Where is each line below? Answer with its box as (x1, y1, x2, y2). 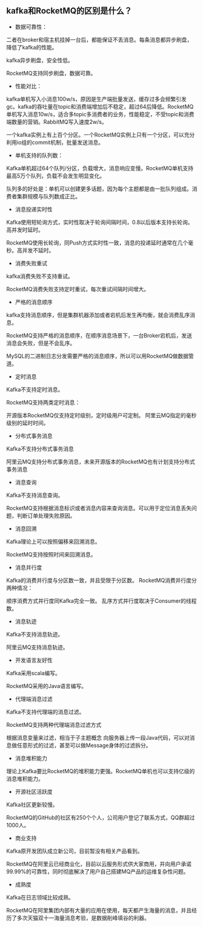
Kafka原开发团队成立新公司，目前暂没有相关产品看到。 (6, 847, 143, 855)
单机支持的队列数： (15, 151, 64, 159)
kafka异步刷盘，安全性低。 (6, 57, 74, 64)
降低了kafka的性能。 (6, 43, 58, 50)
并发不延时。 (22, 246, 55, 254)
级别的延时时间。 (6, 419, 49, 426)
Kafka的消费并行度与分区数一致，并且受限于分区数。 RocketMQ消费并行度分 (6, 577, 197, 584)
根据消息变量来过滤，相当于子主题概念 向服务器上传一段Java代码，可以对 (6, 734, 190, 741)
